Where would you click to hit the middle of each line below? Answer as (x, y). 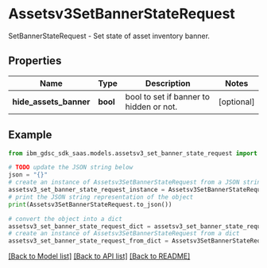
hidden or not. (151, 107)
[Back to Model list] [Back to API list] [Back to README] (99, 256)
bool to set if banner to (168, 96)
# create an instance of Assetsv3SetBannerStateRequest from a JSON (124, 183)
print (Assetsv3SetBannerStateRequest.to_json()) (90, 204)
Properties (35, 61)
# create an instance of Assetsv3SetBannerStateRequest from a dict (124, 234)
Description (168, 83)
